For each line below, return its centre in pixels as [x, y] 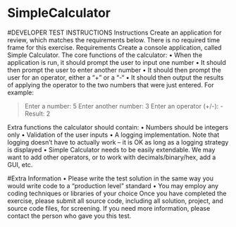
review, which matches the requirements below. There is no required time [114, 39]
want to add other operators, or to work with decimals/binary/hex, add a [112, 157]
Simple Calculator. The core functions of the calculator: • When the [105, 55]
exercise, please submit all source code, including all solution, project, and [115, 201]
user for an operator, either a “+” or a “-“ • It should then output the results [116, 77]
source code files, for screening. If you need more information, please [109, 208]
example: [20, 92]
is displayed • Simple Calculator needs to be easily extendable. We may [111, 149]
